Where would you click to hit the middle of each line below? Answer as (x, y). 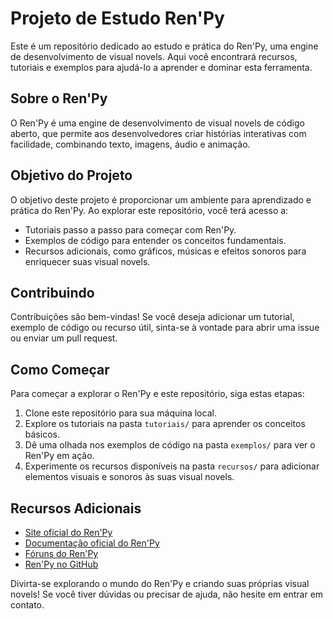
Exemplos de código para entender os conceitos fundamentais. (155, 240)
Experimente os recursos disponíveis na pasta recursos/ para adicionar (172, 466)
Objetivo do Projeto (71, 175)
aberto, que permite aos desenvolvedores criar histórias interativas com (158, 133)
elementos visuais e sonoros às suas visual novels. (129, 477)
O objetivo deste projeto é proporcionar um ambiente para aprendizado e (161, 199)
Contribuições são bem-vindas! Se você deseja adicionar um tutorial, (152, 317)
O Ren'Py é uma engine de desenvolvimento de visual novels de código (157, 123)
